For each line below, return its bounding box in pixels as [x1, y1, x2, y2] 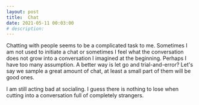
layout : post [6, 8, 39, 15]
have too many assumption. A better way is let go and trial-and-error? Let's [6, 61, 194, 68]
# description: [6, 25, 45, 32]
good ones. [6, 74, 35, 81]
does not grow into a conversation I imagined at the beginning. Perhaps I [6, 55, 187, 62]
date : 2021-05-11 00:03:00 [6, 20, 74, 26]
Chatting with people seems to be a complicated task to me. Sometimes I [6, 42, 188, 49]
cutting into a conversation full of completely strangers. [6, 92, 144, 99]
